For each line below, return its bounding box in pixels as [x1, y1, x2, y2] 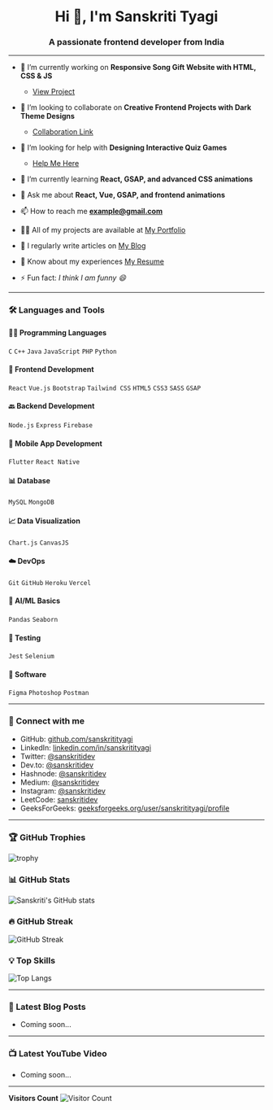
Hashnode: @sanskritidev [19, 768, 107, 778]
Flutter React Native [8, 458, 80, 466]
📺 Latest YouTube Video [8, 1048, 107, 1060]
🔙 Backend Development [8, 401, 95, 411]
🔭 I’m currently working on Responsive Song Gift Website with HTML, [19, 63, 257, 72]
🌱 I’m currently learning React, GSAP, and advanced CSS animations [19, 174, 253, 184]
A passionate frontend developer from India [48, 37, 225, 48]
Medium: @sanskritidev [19, 777, 100, 787]
